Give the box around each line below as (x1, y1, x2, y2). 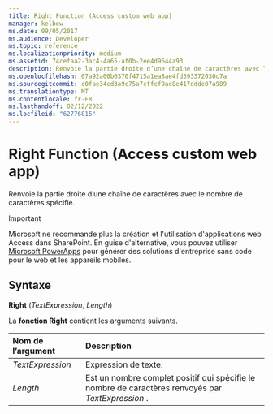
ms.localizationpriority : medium (8, 50, 122, 58)
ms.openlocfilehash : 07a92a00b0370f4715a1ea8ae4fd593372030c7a (8, 72, 227, 80)
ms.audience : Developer (8, 34, 89, 43)
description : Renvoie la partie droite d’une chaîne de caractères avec (8, 65, 260, 73)
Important (8, 213, 41, 223)
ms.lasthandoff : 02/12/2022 (8, 102, 104, 110)
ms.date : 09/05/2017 (8, 27, 79, 35)
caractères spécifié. (8, 197, 76, 207)
